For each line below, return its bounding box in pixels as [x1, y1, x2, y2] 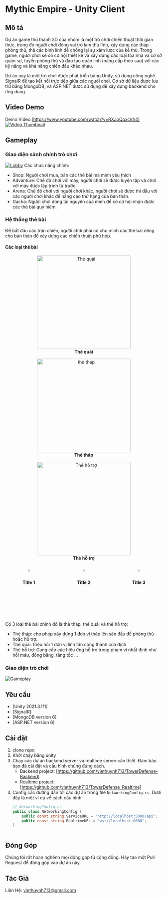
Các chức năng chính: [24, 162, 70, 168]
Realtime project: [19, 779, 55, 785]
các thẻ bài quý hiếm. [12, 203, 57, 210]
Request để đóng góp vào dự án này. [5, 860, 81, 866]
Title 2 [77, 579, 91, 585]
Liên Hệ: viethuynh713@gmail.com [5, 887, 76, 893]
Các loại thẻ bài [5, 244, 38, 250]
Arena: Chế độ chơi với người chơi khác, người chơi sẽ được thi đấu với [12, 188, 158, 194]
